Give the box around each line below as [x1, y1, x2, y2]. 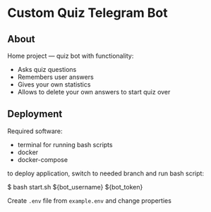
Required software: [7, 127, 63, 135]
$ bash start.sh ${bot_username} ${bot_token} [7, 182, 143, 191]
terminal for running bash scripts [17, 140, 113, 149]
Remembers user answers [17, 73, 94, 81]
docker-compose [17, 155, 68, 163]
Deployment [7, 108, 63, 120]
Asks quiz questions [17, 66, 77, 73]
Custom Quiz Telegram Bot [7, 5, 168, 21]
